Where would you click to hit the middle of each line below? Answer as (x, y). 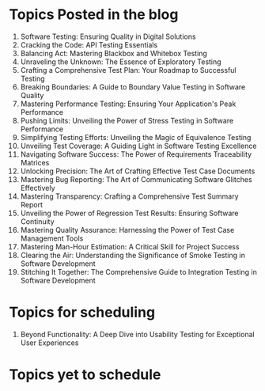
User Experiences (49, 343)
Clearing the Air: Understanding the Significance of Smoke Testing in (133, 255)
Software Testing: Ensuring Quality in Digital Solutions (108, 36)
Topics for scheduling (82, 312)
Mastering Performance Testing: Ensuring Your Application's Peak (128, 104)
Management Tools (52, 238)
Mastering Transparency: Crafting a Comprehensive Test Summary (130, 196)
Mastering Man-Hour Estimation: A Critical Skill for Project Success (130, 246)
